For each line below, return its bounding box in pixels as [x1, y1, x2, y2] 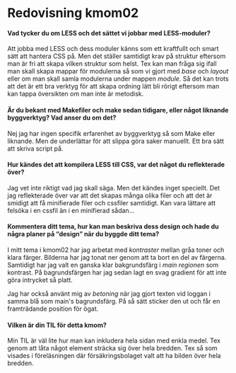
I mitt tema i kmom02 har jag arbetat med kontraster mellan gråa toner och [7, 246, 225, 254]
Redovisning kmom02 [7, 5, 139, 21]
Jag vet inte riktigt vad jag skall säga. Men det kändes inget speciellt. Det [7, 183, 220, 192]
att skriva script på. [7, 144, 64, 153]
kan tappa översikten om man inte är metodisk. [7, 90, 144, 98]
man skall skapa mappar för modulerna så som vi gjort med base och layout [7, 67, 229, 76]
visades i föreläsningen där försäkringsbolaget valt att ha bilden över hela [7, 352, 221, 360]
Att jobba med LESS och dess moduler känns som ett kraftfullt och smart [7, 45, 219, 53]
